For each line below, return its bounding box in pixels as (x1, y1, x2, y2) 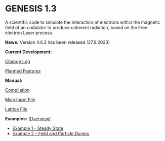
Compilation (5, 87, 30, 93)
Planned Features (5, 68, 41, 74)
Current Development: (5, 49, 52, 55)
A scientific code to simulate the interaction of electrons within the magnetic (5, 19, 161, 25)
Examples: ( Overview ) (5, 115, 51, 121)
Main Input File (5, 97, 36, 103)
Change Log (5, 58, 31, 64)
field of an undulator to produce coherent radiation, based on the (5, 24, 137, 30)
